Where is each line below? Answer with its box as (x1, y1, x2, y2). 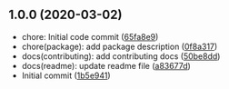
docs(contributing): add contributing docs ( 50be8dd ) (21, 50, 221, 62)
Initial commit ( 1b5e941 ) (21, 70, 111, 81)
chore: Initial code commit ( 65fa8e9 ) (21, 31, 159, 42)
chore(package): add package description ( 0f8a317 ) (21, 41, 218, 52)
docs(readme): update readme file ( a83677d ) (21, 60, 192, 71)
